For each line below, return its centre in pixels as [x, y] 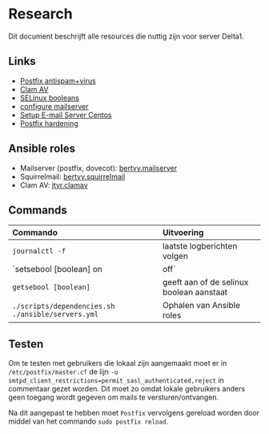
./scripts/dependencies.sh [64, 306]
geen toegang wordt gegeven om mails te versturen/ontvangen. [114, 397]
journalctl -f [39, 251]
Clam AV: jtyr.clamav [54, 185]
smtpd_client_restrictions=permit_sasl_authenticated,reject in [116, 380]
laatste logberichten [200, 246]
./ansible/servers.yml [55, 314]
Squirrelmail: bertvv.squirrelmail [72, 176]
